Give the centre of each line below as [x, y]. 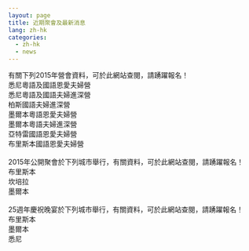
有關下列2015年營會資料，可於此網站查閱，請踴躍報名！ [99, 75]
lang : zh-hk [27, 30]
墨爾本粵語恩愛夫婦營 [42, 114]
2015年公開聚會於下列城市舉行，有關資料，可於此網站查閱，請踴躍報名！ [126, 162]
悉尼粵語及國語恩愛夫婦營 [49, 85]
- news [26, 52]
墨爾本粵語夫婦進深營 [42, 124]
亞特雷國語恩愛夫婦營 [42, 134]
